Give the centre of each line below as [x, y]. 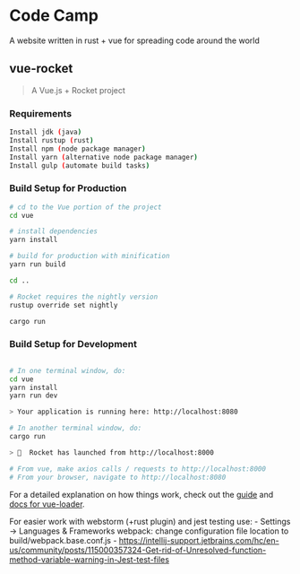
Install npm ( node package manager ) [77, 149]
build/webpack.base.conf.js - [63, 540]
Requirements [41, 113]
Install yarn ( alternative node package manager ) [104, 157]
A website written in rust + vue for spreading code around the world [134, 40]
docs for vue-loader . [47, 504]
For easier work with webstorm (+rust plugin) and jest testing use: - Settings [150, 521]
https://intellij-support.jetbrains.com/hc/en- [199, 540]
